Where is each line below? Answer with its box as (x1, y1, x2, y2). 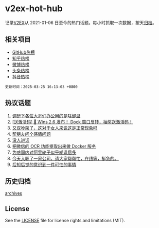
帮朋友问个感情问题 (12, 131, 51, 137)
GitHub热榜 (12, 49, 35, 55)
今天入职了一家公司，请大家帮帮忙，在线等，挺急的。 (12, 155, 119, 161)
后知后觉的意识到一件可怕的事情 (12, 162, 76, 167)
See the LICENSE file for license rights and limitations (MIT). (5, 218, 125, 224)
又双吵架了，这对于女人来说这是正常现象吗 (12, 125, 98, 131)
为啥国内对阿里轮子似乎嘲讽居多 (12, 149, 76, 155)
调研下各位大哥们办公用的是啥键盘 (12, 113, 81, 119)
